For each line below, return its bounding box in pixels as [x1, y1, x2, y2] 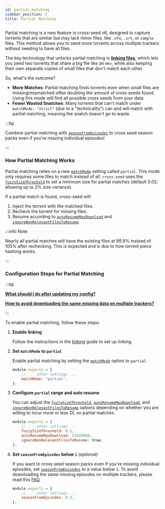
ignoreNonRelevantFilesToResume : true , [21, 438, 103, 442]
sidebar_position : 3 [5, 12, 48, 17]
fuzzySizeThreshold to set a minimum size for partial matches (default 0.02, [5, 178, 159, 185]
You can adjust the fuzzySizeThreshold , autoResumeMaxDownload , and [12, 400, 150, 406]
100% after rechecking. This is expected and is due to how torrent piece [5, 243, 152, 249]
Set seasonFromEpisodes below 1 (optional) [12, 451, 99, 457]
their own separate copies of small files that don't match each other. [5, 66, 144, 71]
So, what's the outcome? [5, 75, 56, 81]
